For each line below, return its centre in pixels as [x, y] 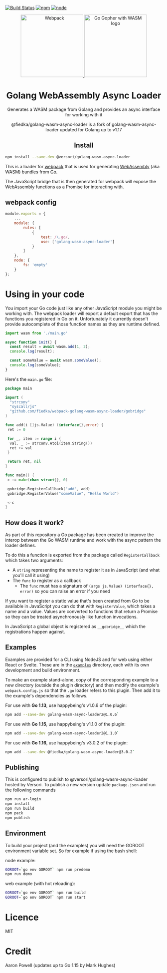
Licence [22, 917]
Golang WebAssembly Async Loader [84, 96]
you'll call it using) [31, 575]
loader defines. [21, 545]
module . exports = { [25, 214]
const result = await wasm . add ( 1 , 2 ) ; [50, 347]
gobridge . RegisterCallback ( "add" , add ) [49, 489]
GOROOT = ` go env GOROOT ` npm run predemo [48, 869]
